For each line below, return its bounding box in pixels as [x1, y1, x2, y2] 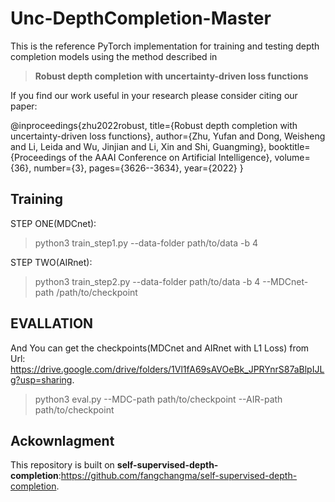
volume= [274, 151, 311, 163]
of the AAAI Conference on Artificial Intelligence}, [68, 151, 273, 163]
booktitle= [268, 140, 311, 152]
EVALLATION [10, 315, 94, 332]
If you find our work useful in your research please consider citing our [10, 89, 298, 101]
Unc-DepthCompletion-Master [10, 7, 272, 30]
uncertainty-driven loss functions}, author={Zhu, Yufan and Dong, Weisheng [10, 130, 326, 142]
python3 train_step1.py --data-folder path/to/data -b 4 [34, 237, 258, 249]
